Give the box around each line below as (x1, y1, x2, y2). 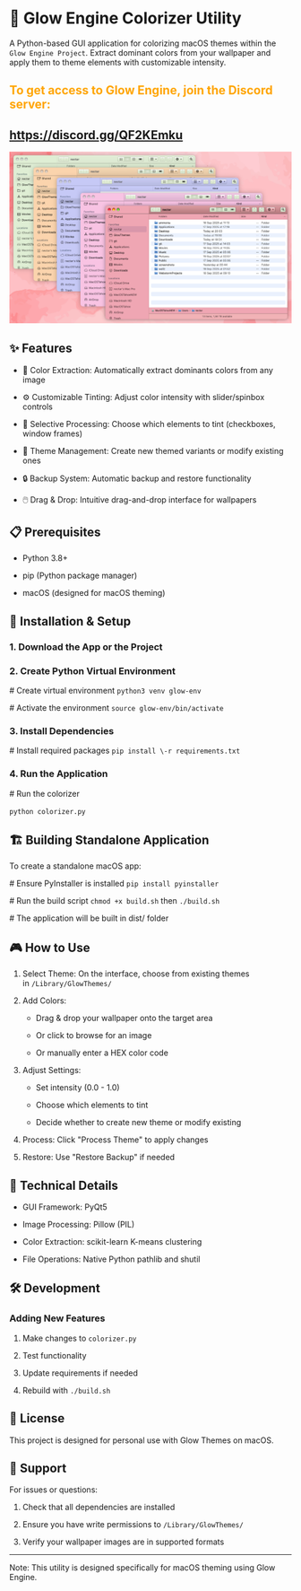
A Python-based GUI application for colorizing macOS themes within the (9, 38, 277, 48)
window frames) (21, 428, 83, 439)
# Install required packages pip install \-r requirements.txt (9, 745, 240, 756)
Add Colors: (21, 995, 67, 1006)
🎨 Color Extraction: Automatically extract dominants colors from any (21, 364, 273, 375)
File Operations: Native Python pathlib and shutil (21, 1254, 201, 1264)
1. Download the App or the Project (9, 641, 163, 653)
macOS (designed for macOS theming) (21, 588, 166, 599)
